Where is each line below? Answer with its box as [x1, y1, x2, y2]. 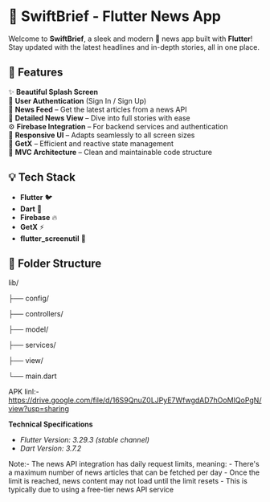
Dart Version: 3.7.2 [19, 443, 82, 453]
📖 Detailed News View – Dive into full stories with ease [8, 112, 190, 123]
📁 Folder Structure [8, 256, 102, 270]
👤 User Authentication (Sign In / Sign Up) [8, 96, 147, 105]
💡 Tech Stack [8, 170, 76, 184]
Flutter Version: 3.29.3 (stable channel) [19, 435, 150, 445]
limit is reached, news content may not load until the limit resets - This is [8, 476, 247, 486]
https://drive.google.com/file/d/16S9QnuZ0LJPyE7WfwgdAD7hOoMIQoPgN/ [8, 395, 262, 405]
